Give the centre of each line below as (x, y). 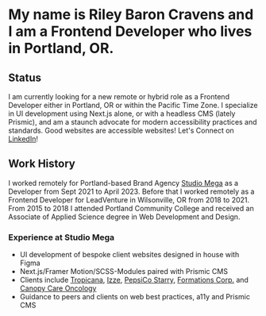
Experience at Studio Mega (62, 237)
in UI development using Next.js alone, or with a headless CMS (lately (122, 114)
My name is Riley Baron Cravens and (131, 15)
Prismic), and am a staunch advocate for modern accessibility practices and (133, 122)
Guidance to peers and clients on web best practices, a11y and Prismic (135, 297)
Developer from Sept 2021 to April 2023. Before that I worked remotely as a (131, 191)
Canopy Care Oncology (58, 288)
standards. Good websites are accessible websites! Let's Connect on (121, 130)
